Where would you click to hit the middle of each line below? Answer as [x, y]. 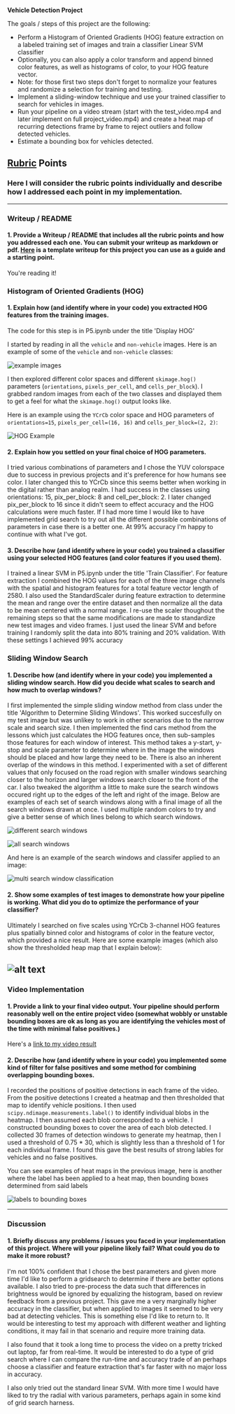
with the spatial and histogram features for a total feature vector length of [113, 588]
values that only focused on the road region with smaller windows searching [117, 772]
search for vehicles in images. [60, 104]
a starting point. [31, 258]
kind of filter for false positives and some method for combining [102, 1067]
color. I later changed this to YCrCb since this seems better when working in [117, 482]
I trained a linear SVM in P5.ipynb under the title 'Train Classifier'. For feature [117, 573]
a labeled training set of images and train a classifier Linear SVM [110, 44]
